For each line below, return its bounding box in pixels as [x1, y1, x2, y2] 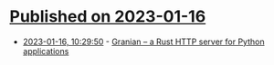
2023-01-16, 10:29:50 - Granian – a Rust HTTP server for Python [22, 36, 265, 47]
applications [22, 45, 69, 56]
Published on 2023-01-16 [9, 6, 206, 27]
